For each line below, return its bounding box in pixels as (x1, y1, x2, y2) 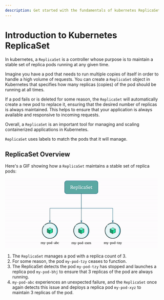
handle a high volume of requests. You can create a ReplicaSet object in (5, 76, 150, 82)
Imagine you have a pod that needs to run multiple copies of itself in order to (5, 71, 159, 77)
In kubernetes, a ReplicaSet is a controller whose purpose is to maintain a (5, 56, 153, 62)
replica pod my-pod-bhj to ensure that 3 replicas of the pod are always (12, 269, 153, 275)
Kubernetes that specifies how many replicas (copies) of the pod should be (5, 81, 157, 87)
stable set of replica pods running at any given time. (5, 61, 110, 67)
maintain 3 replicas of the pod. (12, 289, 74, 295)
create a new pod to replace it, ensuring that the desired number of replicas (5, 101, 157, 107)
